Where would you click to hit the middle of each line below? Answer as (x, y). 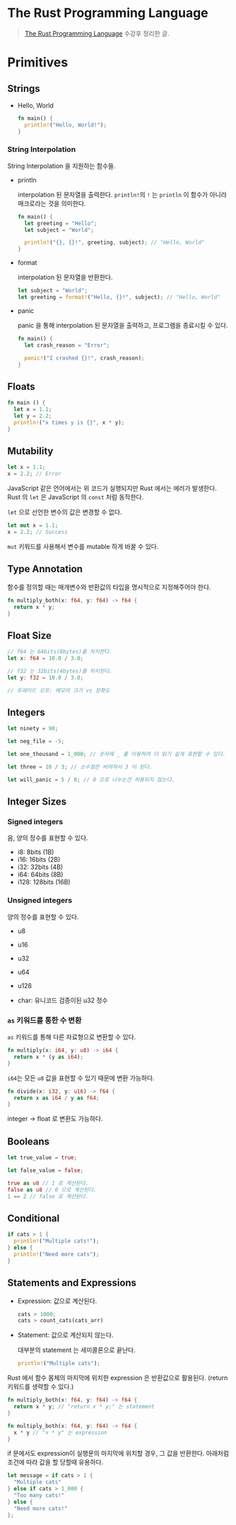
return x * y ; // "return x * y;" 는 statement (84, 1407)
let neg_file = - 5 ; (36, 742)
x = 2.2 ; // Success (38, 532)
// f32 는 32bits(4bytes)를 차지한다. (60, 671)
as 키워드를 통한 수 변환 (45, 1020)
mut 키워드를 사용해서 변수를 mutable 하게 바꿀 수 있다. (83, 546)
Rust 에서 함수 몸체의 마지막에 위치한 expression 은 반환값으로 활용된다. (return (118, 1378)
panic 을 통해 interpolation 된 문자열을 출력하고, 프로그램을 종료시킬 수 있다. (123, 325)
